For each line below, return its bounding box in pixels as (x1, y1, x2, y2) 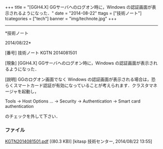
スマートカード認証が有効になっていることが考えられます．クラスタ (13, 83, 149, 88)
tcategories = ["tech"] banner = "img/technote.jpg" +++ (5, 16, 117, 21)
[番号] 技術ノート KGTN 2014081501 (5, 50, 77, 56)
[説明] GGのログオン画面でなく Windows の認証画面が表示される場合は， (5, 76, 151, 82)
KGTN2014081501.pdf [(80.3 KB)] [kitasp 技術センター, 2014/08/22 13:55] (5, 138, 152, 144)
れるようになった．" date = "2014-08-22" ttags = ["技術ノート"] (13, 10, 142, 16)
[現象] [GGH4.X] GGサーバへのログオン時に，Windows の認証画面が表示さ (5, 60, 154, 66)
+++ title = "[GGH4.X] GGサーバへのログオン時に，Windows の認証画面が (5, 4, 152, 10)
